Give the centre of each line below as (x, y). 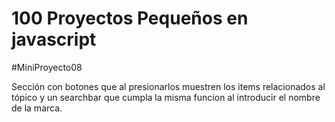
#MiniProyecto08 (47, 67)
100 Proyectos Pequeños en (130, 18)
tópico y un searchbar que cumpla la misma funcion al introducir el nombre (166, 97)
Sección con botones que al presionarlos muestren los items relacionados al (168, 86)
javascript (54, 39)
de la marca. (37, 108)
